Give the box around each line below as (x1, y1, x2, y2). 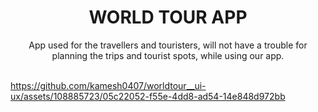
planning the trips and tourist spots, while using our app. (51, 49, 285, 61)
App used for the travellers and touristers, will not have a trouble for (28, 39, 308, 51)
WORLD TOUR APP (88, 6, 248, 29)
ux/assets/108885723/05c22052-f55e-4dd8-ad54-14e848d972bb (10, 90, 286, 102)
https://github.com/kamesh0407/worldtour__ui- (10, 79, 207, 91)
